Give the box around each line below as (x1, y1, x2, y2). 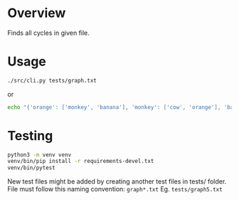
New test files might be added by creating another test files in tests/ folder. (7, 177, 227, 186)
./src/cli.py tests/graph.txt (7, 77, 97, 84)
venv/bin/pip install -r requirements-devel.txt (7, 158, 154, 165)
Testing (7, 127, 53, 144)
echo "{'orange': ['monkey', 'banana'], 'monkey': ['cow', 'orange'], (7, 103, 221, 111)
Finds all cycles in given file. (7, 28, 90, 37)
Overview (7, 5, 66, 21)
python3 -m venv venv (7, 151, 72, 158)
